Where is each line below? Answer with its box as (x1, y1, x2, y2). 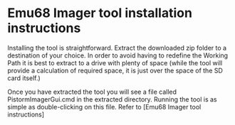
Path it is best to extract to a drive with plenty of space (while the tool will (7, 58, 223, 67)
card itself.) (7, 73, 41, 82)
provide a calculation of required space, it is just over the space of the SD (7, 66, 223, 75)
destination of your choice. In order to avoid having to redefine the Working (7, 51, 229, 60)
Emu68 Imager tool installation (7, 5, 192, 21)
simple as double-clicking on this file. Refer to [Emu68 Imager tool (7, 102, 202, 111)
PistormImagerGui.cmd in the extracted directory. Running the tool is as (7, 94, 217, 104)
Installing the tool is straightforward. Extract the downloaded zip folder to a (7, 43, 226, 52)
